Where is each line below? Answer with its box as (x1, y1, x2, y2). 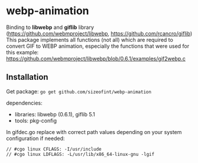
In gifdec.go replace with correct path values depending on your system (6, 128, 182, 135)
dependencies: (6, 99, 43, 106)
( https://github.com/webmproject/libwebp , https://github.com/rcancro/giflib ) (6, 30, 193, 37)
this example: (6, 48, 39, 56)
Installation (6, 72, 48, 82)
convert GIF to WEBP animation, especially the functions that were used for (6, 43, 190, 50)
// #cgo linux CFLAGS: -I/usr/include (6, 146, 102, 152)
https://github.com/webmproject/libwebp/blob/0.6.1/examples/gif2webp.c (6, 55, 186, 62)
